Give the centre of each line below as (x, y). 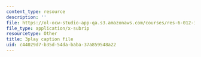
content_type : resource (36, 12)
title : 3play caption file (40, 39)
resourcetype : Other (32, 34)
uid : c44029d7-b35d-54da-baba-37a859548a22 (61, 45)
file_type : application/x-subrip (48, 28)
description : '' (26, 17)
